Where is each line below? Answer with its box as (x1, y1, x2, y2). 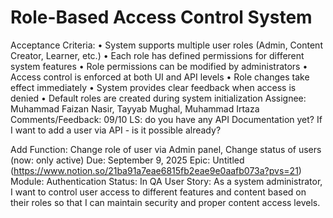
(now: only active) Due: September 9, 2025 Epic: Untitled (10, 154, 245, 166)
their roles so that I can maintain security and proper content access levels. (10, 196, 321, 208)
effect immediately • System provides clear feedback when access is (10, 81, 297, 93)
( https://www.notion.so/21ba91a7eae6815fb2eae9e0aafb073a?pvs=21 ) (10, 164, 302, 176)
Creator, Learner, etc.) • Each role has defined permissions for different (10, 49, 305, 61)
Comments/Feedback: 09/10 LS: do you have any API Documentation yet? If (10, 113, 323, 125)
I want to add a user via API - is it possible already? (10, 124, 222, 136)
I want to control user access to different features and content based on (10, 186, 307, 198)
